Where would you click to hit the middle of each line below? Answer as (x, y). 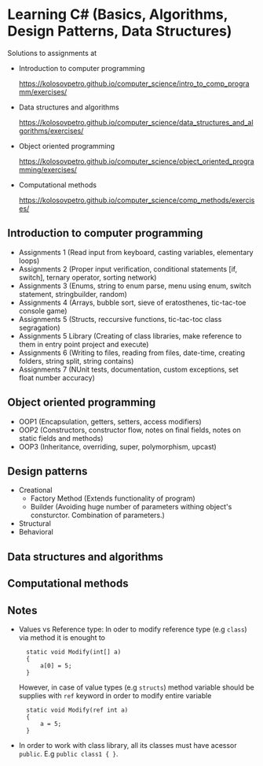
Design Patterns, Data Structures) (120, 31)
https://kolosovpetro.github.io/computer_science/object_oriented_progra (136, 161)
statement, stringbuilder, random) (73, 294)
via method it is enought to (62, 637)
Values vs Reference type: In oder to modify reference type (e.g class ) (133, 629)
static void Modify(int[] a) (74, 652)
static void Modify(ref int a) (77, 710)
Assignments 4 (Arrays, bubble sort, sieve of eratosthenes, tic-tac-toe (132, 302)
